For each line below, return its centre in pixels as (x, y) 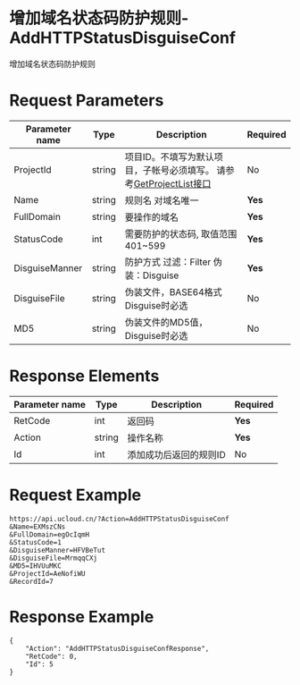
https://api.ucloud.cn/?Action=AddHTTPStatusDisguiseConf (119, 519)
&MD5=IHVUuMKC (36, 566)
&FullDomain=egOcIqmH (50, 534)
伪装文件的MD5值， (166, 322)
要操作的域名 (151, 217)
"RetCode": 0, (51, 656)
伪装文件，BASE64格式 (174, 292)
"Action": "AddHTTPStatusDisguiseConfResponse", (117, 648)
